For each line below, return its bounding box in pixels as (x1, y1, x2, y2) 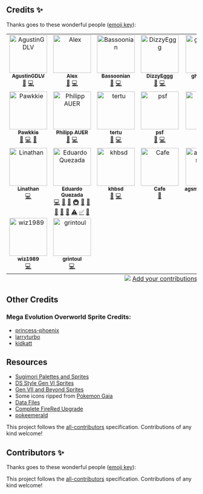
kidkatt (14, 339, 33, 347)
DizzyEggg (146, 72, 173, 79)
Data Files (14, 399, 40, 406)
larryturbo (14, 333, 40, 340)
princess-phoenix (14, 327, 59, 334)
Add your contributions (132, 274, 198, 282)
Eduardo (61, 185, 83, 192)
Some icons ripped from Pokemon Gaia (14, 392, 113, 399)
